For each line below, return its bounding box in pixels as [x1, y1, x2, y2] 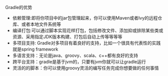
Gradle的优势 [5, 4, 33, 10]
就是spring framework [12, 46, 59, 52]
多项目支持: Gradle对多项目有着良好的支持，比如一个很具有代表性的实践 [12, 40, 161, 46]
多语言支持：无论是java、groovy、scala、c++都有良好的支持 [12, 52, 138, 58]
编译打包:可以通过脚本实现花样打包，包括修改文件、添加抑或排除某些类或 [12, 27, 163, 33]
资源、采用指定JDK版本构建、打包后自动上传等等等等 [12, 34, 123, 39]
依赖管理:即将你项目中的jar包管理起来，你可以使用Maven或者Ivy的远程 [12, 15, 158, 21]
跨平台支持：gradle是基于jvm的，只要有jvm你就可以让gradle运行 [12, 59, 146, 64]
